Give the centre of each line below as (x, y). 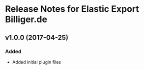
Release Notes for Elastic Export (72, 9)
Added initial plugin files (37, 62)
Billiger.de (26, 19)
